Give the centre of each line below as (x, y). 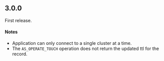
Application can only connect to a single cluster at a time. (72, 43)
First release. (18, 20)
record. (20, 54)
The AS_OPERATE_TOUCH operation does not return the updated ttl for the (86, 49)
